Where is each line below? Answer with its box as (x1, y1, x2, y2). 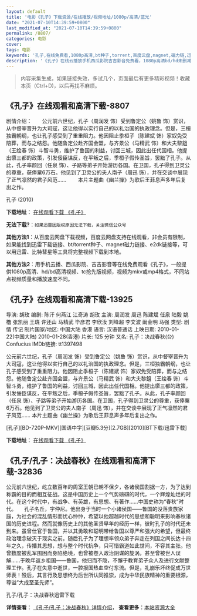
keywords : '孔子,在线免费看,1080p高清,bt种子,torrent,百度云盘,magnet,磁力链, (6, 52, 188, 58)
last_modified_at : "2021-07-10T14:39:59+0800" (6, 25, 122, 31)
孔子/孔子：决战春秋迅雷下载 (6, 591, 75, 598)
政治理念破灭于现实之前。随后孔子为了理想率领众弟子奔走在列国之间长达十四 (6, 534, 191, 541)
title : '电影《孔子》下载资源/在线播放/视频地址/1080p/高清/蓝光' (6, 14, 152, 20)
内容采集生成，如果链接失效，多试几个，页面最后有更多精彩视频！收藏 (20, 75, 191, 82)
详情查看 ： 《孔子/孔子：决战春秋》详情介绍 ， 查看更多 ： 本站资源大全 (6, 604, 175, 611)
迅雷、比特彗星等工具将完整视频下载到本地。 (16, 248, 124, 256)
